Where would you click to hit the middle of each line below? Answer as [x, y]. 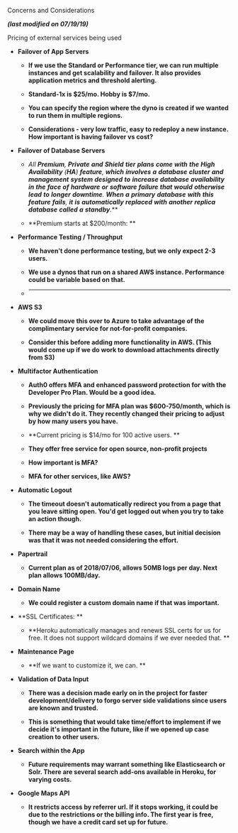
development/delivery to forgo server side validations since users [127, 700]
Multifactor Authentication [58, 371]
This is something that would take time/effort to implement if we [125, 722]
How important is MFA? [63, 462]
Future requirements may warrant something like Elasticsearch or [126, 764]
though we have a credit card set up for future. [98, 822]
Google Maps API [44, 793]
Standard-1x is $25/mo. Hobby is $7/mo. [89, 94]
